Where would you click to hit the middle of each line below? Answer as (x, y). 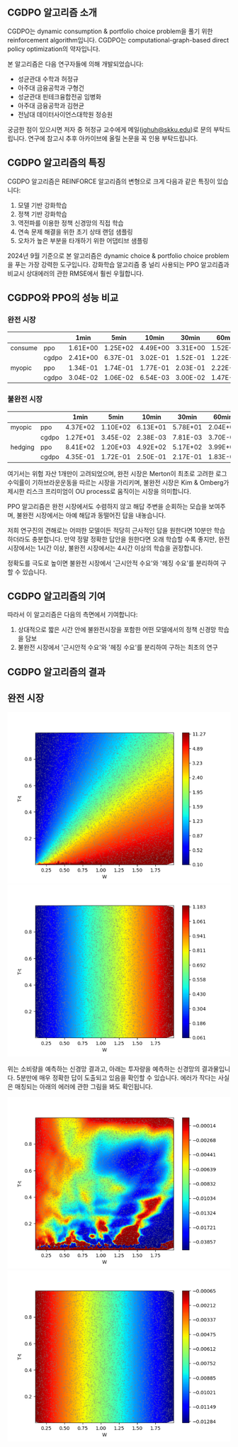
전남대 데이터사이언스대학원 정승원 (65, 114)
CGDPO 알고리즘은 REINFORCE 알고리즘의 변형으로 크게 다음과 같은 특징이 (112, 181)
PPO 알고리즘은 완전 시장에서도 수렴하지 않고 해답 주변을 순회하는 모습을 (107, 506)
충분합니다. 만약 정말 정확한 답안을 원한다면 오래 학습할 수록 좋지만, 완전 (131, 539)
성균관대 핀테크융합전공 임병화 (59, 96)
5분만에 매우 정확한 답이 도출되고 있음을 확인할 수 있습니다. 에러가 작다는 (117, 1078)
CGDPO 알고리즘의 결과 (57, 672)
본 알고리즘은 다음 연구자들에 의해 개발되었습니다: (75, 64)
